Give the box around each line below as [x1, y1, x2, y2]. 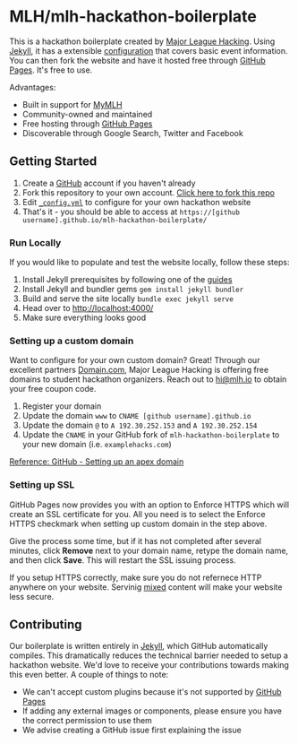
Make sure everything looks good [21, 312, 146, 324]
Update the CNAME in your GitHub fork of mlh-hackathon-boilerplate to [21, 429, 280, 440]
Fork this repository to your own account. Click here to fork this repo [21, 186, 276, 198]
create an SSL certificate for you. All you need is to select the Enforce [9, 508, 266, 519]
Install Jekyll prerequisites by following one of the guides [21, 274, 233, 285]
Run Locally [9, 236, 62, 248]
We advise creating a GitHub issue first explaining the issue [21, 724, 242, 736]
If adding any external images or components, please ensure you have [21, 705, 282, 716]
